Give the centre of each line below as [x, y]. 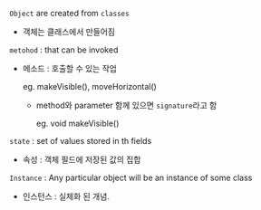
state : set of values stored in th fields [81, 141]
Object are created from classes [69, 13]
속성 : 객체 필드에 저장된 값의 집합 [82, 159]
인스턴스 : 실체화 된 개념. [66, 196]
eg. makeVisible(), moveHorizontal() [89, 86]
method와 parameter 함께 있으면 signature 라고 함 [126, 105]
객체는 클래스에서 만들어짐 [69, 32]
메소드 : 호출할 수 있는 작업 [70, 68]
